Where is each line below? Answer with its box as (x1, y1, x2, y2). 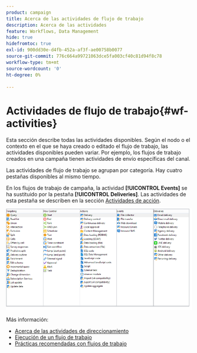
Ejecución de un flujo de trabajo (14, 334, 93, 341)
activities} (6, 117, 58, 130)
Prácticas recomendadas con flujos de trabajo (14, 340, 127, 347)
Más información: (6, 316, 49, 323)
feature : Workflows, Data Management (6, 28, 99, 34)
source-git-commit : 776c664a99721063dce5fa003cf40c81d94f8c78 (6, 53, 162, 59)
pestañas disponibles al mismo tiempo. (6, 173, 101, 180)
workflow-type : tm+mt (6, 59, 60, 65)
